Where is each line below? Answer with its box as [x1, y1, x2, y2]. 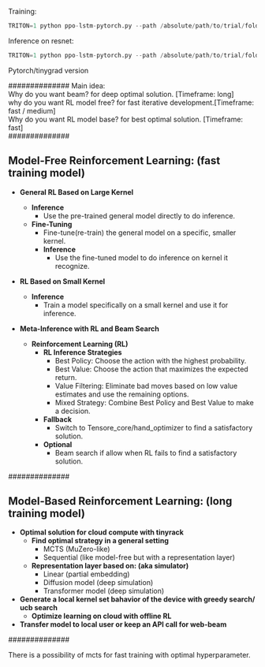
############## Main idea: [8, 80, 106, 90]
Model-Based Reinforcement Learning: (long [8, 494, 233, 508]
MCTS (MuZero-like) [43, 544, 110, 554]
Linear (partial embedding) [43, 569, 130, 579]
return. [54, 372, 77, 382]
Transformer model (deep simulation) [43, 587, 165, 596]
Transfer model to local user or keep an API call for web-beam [19, 620, 227, 629]
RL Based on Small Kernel [19, 276, 106, 286]
